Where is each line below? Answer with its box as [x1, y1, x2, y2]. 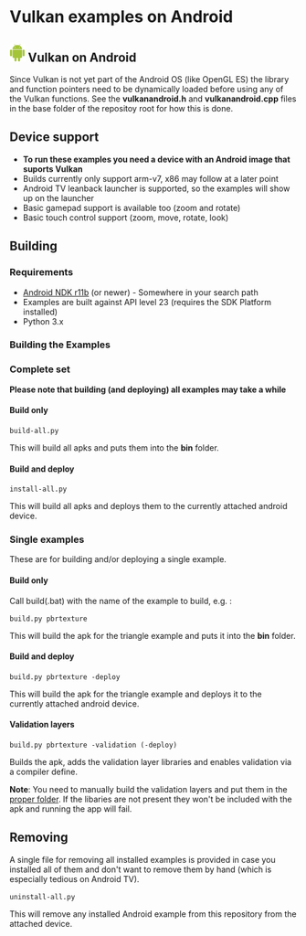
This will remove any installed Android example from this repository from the [9, 908, 297, 920]
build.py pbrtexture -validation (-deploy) [9, 740, 178, 750]
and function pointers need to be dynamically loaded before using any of [9, 84, 284, 94]
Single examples [9, 533, 85, 546]
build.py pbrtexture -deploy [9, 672, 121, 682]
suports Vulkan [22, 163, 83, 175]
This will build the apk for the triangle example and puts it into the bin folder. [9, 630, 296, 641]
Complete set [9, 363, 70, 376]
